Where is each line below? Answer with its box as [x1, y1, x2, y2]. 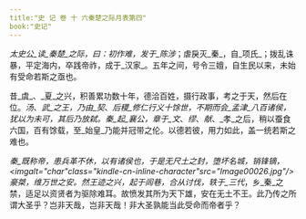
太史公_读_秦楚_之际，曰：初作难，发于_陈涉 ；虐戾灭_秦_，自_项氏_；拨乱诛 [9, 47, 294, 59]
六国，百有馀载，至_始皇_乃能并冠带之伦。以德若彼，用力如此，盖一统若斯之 [9, 124, 296, 135]
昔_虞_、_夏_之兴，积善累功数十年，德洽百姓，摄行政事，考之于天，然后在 [9, 90, 288, 101]
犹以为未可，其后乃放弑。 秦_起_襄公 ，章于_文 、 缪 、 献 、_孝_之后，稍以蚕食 [9, 113, 291, 124]
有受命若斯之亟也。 [9, 70, 82, 82]
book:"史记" [9, 22, 52, 31]
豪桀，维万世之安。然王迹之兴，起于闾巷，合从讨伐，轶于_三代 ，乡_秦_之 [9, 176, 284, 187]
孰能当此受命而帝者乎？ [152, 199, 241, 210]
